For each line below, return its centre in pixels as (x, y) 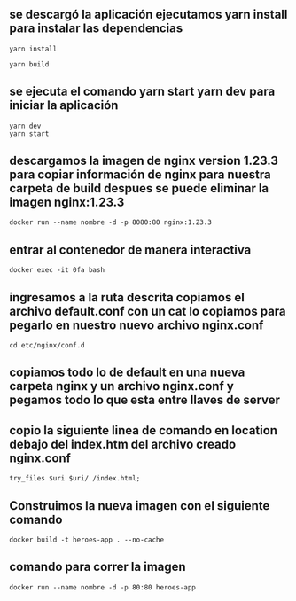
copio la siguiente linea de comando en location (143, 430)
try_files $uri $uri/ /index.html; (75, 479)
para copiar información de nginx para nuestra (140, 175)
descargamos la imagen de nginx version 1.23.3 (144, 161)
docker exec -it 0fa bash (57, 270)
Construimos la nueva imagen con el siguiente (140, 506)
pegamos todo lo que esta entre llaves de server (145, 400)
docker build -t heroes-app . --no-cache (87, 540)
